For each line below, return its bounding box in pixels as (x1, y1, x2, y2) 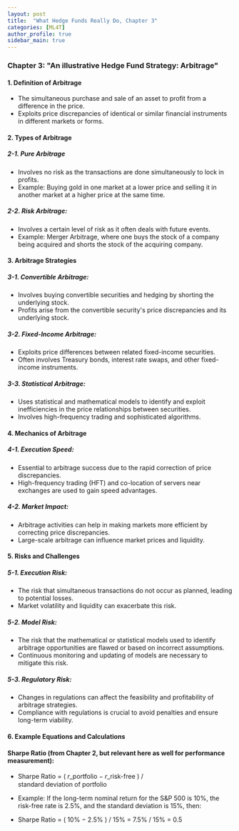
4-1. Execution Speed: (7, 445, 74, 454)
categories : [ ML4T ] (7, 24, 66, 31)
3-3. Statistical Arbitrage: (7, 379, 86, 388)
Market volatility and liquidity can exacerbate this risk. (17, 602, 177, 610)
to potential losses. (17, 594, 73, 602)
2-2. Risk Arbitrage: (7, 206, 68, 215)
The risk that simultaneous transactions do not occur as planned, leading (17, 587, 233, 595)
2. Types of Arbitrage (7, 133, 73, 141)
